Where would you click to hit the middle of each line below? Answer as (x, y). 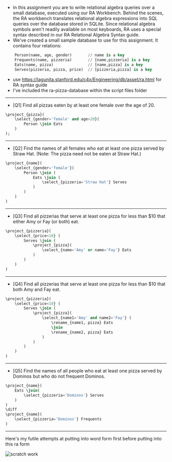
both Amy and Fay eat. (36, 289)
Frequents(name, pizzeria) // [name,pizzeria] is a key (82, 60)
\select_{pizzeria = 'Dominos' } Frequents (58, 419)
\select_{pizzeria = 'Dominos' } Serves (64, 395)
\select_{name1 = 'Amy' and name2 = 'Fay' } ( (87, 318)
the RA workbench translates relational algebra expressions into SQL (85, 18)
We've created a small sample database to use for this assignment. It (85, 40)
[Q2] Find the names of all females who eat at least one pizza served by (89, 148)
